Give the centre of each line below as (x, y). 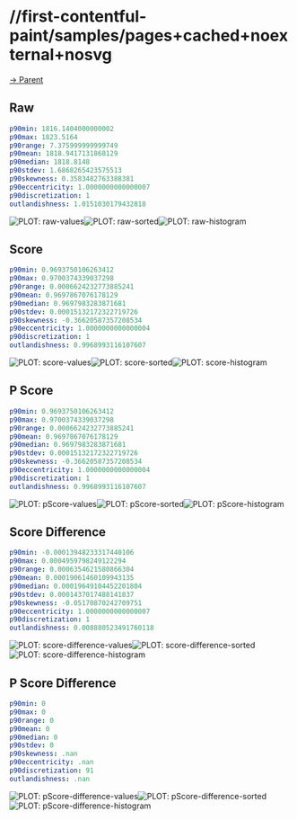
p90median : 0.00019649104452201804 (76, 586)
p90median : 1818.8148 (50, 162)
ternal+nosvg (61, 55)
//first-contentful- (78, 17)
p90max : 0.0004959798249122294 (68, 561)
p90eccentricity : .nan (52, 762)
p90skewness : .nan (44, 754)
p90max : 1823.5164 (44, 137)
